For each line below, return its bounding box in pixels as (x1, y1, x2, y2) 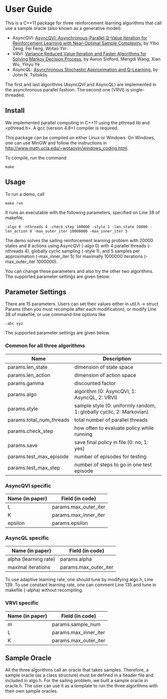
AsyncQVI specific (5, 482, 51, 489)
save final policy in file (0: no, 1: (74, 438, 149, 445)
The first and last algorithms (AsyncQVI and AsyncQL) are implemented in (5, 81, 157, 87)
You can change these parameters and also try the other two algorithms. (5, 268, 154, 274)
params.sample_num (52, 620, 101, 627)
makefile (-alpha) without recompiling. (5, 587, 83, 593)
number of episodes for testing (74, 453, 147, 460)
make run (5, 200, 23, 206)
